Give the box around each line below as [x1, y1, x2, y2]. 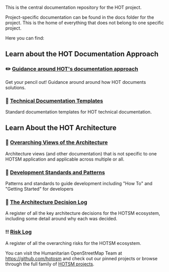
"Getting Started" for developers [5, 186, 74, 192]
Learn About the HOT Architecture [5, 124, 117, 132]
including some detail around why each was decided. [5, 216, 117, 222]
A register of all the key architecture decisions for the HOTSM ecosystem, [5, 210, 160, 216]
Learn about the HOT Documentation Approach [5, 50, 159, 58]
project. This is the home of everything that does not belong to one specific [5, 20, 164, 26]
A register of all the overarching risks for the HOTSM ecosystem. [5, 240, 141, 246]
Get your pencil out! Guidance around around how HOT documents [5, 79, 147, 85]
